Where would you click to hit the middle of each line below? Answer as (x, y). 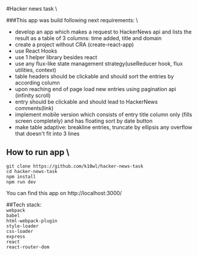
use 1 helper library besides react (56, 57)
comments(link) (34, 108)
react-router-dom (28, 247)
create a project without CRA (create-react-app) (74, 45)
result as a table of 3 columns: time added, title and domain (88, 38)
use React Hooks (36, 51)
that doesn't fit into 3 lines (47, 133)
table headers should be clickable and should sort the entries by (94, 76)
